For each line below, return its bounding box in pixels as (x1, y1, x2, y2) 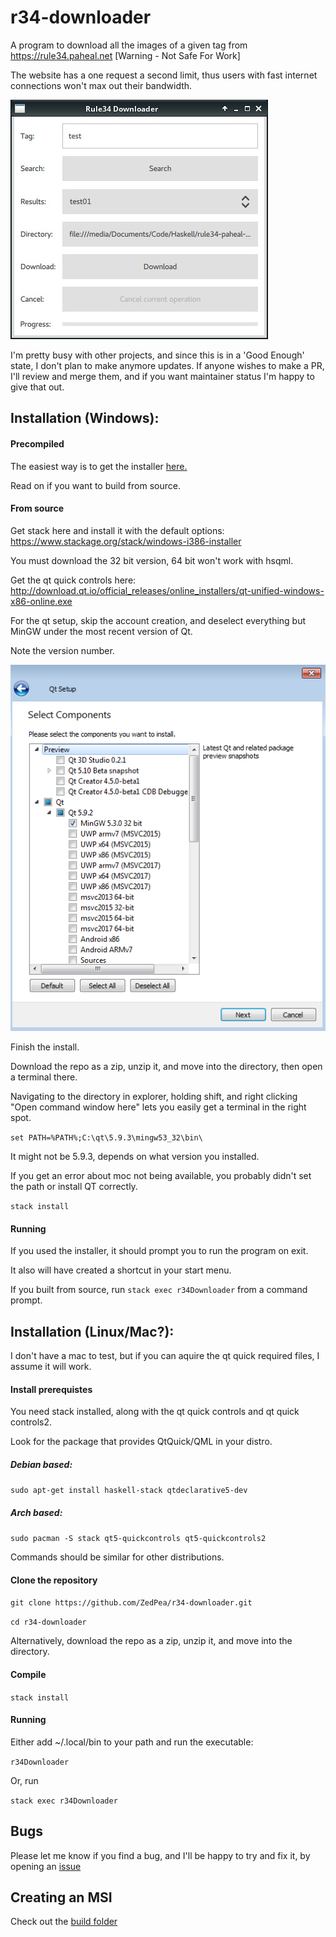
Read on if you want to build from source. (10, 479, 181, 491)
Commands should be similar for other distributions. (10, 1551, 225, 1563)
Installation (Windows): (10, 410, 160, 427)
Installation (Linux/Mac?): (10, 1323, 175, 1340)
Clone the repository (10, 1574, 98, 1586)
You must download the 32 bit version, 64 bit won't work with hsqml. (10, 554, 294, 566)
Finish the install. (10, 1041, 80, 1053)
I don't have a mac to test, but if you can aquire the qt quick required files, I (10, 1350, 320, 1362)
